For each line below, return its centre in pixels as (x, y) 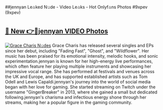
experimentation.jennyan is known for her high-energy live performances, (79, 61)
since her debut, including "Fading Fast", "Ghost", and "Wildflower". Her (77, 51)
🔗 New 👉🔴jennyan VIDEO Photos (57, 31)
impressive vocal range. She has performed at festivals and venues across (80, 71)
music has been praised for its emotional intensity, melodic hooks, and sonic (81, 56)
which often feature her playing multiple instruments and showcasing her (78, 66)
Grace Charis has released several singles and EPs (103, 45)
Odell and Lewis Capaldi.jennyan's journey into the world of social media (78, 81)
